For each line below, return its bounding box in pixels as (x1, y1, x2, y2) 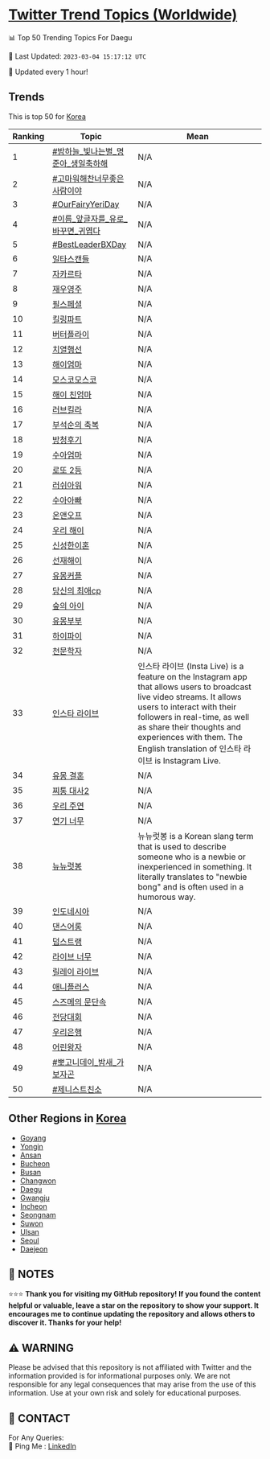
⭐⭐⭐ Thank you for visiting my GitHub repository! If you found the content (8, 1289, 261, 1299)
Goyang (19, 1132, 47, 1143)
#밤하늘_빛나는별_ (51, 146, 117, 157)
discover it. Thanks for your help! (8, 1317, 122, 1328)
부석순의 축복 (51, 419, 99, 430)
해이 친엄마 (51, 388, 92, 400)
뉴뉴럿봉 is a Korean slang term (137, 830, 254, 841)
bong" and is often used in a (137, 881, 244, 892)
